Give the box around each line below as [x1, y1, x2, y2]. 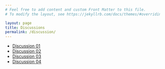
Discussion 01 [12, 43, 41, 49]
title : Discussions [5, 25, 45, 30]
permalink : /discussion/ [5, 30, 56, 35]
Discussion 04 [12, 59, 42, 65]
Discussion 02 [12, 48, 42, 54]
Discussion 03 [12, 53, 42, 59]
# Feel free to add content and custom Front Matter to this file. [5, 7, 146, 12]
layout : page [5, 21, 32, 25]
